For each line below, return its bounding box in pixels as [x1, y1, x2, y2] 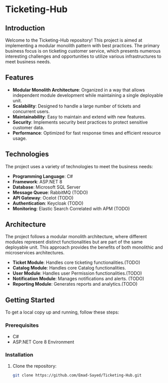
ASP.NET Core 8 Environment [12, 338, 74, 345]
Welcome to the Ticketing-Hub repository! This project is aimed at [5, 37, 143, 43]
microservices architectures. [5, 250, 65, 256]
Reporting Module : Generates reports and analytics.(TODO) [12, 281, 138, 287]
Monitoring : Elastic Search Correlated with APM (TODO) [12, 205, 130, 211]
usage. [12, 135, 27, 141]
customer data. [12, 124, 44, 130]
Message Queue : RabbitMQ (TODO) [12, 189, 88, 196]
